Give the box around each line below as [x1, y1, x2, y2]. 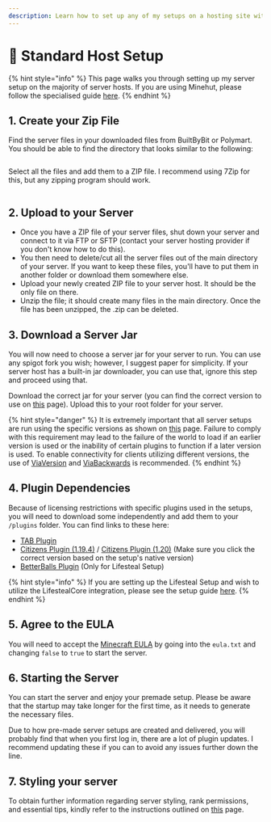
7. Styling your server [8, 774, 119, 788]
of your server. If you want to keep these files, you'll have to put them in [19, 262, 259, 272]
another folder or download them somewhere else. [19, 270, 189, 280]
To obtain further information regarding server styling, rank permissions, [8, 796, 248, 806]
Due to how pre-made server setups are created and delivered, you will [8, 725, 246, 736]
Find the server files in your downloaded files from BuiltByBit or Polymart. [8, 135, 252, 145]
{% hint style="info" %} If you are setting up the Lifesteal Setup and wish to [8, 577, 260, 587]
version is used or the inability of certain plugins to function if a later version [8, 441, 261, 450]
